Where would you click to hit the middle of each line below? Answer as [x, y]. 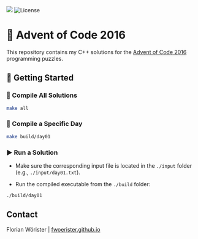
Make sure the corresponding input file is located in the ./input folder [103, 165]
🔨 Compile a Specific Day [44, 124]
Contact [22, 215]
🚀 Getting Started [40, 78]
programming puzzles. [35, 58]
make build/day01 [29, 136]
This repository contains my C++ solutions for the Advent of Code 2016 [97, 52]
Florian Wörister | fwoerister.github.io [53, 229]
